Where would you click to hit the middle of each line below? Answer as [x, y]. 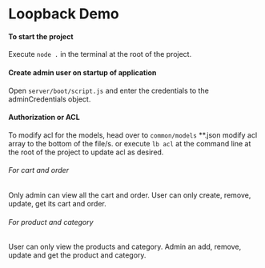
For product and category [51, 222]
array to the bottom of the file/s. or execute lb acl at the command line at [130, 143]
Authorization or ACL [44, 118]
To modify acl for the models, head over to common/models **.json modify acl [133, 135]
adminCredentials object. [50, 99]
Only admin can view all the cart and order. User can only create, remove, [130, 195]
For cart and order [39, 170]
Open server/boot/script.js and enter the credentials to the [109, 90]
